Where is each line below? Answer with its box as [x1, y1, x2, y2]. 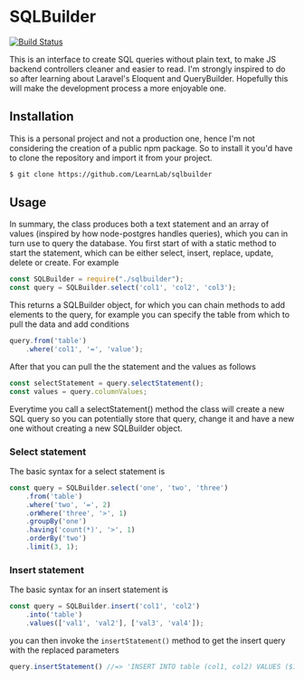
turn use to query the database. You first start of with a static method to [9, 238, 277, 249]
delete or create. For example [9, 257, 119, 268]
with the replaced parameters [9, 645, 119, 656]
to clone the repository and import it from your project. [9, 152, 213, 163]
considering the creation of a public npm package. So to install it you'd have [9, 142, 293, 153]
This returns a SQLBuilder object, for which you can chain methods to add [9, 300, 286, 311]
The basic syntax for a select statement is [9, 465, 166, 476]
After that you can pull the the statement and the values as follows [9, 360, 256, 372]
